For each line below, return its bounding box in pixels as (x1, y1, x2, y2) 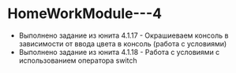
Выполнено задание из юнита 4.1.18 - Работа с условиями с (18, 47, 220, 57)
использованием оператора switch (18, 56, 137, 65)
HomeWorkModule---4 (7, 5, 163, 23)
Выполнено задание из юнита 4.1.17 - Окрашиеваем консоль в (18, 31, 229, 40)
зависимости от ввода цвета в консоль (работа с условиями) (18, 38, 227, 48)
